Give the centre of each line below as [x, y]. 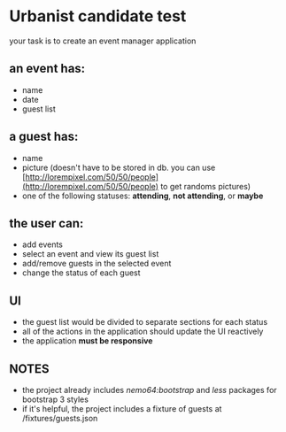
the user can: [46, 223]
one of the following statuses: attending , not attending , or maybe [143, 196]
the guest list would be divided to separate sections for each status [145, 322]
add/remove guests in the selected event [97, 264]
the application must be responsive [87, 341]
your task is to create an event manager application [103, 41]
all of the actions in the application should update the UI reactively [143, 332]
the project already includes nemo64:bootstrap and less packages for [149, 390]
